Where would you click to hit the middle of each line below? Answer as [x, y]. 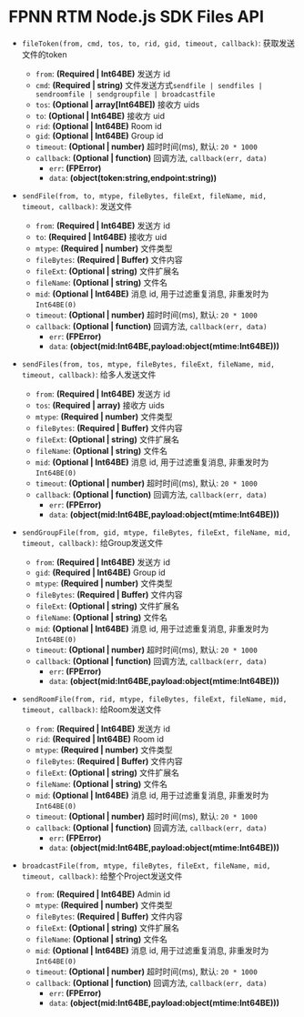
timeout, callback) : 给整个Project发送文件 [102, 876]
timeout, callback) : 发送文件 [77, 206]
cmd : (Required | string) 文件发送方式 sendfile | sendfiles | [149, 85]
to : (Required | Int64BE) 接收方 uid [101, 237]
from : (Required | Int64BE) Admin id [102, 894]
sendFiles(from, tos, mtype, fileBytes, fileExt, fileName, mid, [148, 364]
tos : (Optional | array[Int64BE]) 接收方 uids [117, 104]
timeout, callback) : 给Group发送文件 [92, 542]
